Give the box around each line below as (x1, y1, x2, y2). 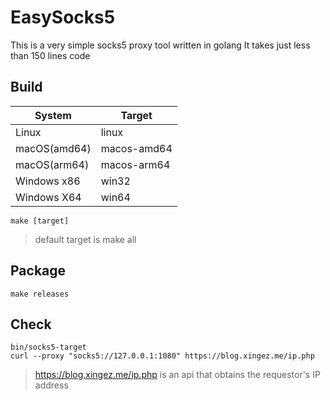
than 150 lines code (10, 49, 91, 61)
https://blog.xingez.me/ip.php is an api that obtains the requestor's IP (34, 369, 321, 381)
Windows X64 (15, 190, 82, 204)
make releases (10, 289, 70, 299)
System (34, 108, 72, 122)
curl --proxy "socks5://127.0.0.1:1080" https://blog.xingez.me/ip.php (10, 351, 315, 361)
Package (10, 262, 67, 280)
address (34, 379, 69, 391)
